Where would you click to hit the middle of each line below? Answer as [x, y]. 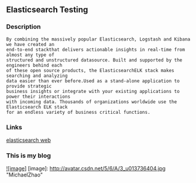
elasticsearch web [29, 140]
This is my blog [29, 156]
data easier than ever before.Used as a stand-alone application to [93, 81]
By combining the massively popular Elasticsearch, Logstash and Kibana [98, 39]
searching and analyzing [37, 76]
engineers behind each [34, 65]
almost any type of [30, 55]
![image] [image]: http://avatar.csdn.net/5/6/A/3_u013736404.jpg [86, 169]
